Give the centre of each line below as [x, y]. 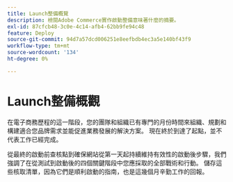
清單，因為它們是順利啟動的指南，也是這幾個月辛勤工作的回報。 [117, 172]
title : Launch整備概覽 [38, 14]
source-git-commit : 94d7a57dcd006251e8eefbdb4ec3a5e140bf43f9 [99, 40]
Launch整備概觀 [54, 101]
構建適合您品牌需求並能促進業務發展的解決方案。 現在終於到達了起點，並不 [115, 131]
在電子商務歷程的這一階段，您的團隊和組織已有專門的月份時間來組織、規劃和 [117, 122]
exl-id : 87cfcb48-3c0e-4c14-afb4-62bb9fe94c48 [76, 26]
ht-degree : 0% [28, 59]
